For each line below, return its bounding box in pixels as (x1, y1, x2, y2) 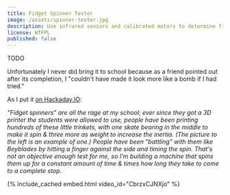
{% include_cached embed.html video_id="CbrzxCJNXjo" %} (7, 180, 180, 188)
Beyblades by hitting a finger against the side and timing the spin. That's (7, 145, 213, 153)
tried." (7, 82, 25, 90)
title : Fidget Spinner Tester (7, 10, 94, 17)
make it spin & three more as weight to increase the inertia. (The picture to (7, 131, 218, 139)
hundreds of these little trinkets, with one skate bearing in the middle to (7, 123, 209, 131)
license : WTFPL (7, 29, 51, 36)
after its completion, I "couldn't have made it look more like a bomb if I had (7, 75, 217, 83)
